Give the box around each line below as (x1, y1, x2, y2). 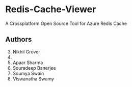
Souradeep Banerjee (12, 65, 56, 71)
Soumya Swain (12, 70, 44, 76)
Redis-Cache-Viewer (5, 4, 96, 15)
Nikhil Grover (12, 48, 41, 54)
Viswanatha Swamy (12, 75, 55, 82)
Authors (5, 35, 32, 44)
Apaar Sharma (12, 60, 43, 66)
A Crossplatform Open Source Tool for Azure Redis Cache (5, 20, 127, 26)
